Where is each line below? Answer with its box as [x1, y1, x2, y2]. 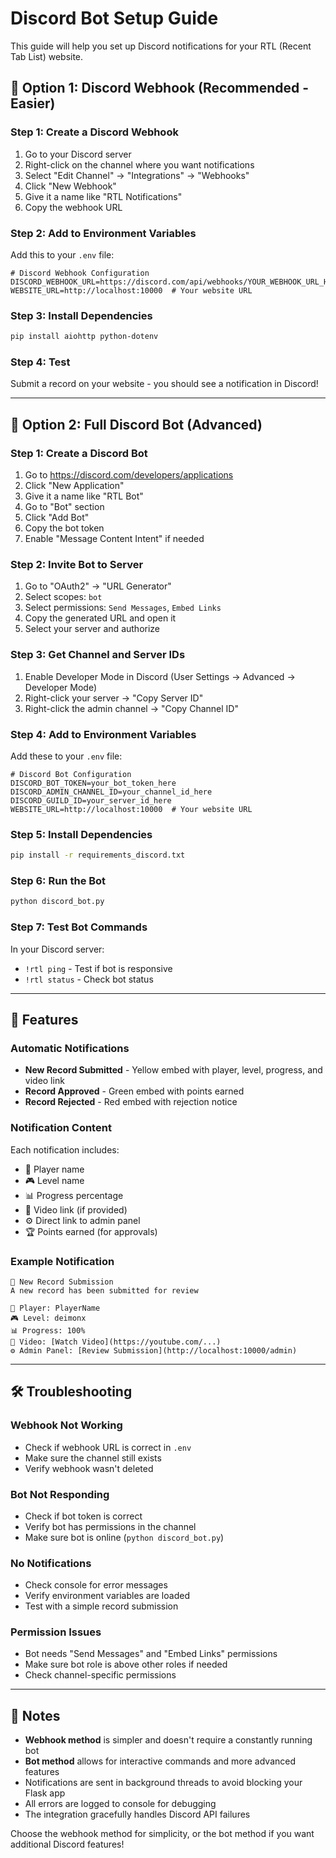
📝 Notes [10, 1707, 61, 1724]
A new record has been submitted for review [10, 1285, 199, 1296]
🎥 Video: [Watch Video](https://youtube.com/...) [10, 1337, 222, 1347]
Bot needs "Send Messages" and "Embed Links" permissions [24, 1648, 278, 1660]
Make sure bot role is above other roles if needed [24, 1658, 228, 1671]
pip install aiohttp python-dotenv [10, 332, 159, 342]
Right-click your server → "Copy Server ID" [24, 692, 204, 704]
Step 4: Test [10, 355, 71, 369]
